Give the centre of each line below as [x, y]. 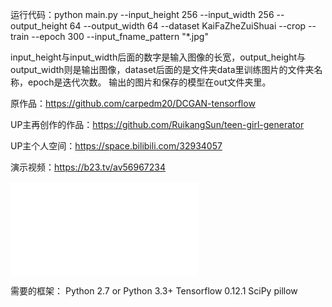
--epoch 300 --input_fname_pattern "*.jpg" [120, 36]
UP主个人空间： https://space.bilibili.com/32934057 [116, 146]
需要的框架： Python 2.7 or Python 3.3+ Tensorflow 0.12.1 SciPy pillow [154, 291]
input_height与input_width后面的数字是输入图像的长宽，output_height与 [158, 57]
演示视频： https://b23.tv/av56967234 [88, 167]
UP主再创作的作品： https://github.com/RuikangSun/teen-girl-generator [157, 124]
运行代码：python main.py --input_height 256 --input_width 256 [142, 14]
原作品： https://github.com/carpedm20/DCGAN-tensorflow [133, 103]
